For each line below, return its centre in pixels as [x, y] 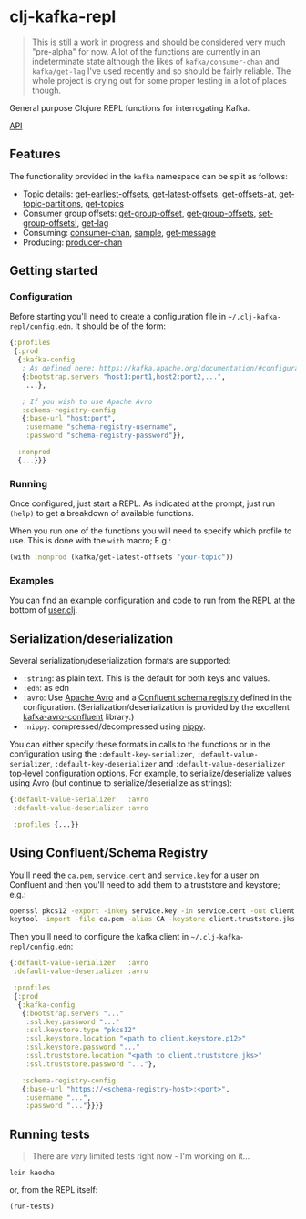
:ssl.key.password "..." [73, 1021]
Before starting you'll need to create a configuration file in [117, 317]
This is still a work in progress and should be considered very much [158, 42]
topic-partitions [52, 203]
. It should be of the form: [118, 326]
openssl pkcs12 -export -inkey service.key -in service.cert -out [138, 911]
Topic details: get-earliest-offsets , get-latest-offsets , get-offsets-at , [150, 194]
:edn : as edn [46, 688]
